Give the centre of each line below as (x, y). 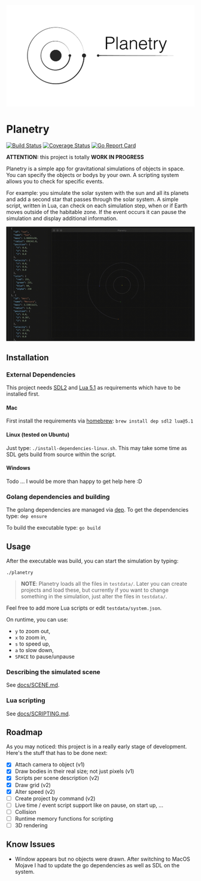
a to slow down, (34, 650)
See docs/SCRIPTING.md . (38, 714)
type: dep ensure (27, 516)
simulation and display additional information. (62, 218)
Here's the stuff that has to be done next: (57, 753)
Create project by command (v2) (55, 798)
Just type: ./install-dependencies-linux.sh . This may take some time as (97, 448)
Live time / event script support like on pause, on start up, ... (89, 805)
